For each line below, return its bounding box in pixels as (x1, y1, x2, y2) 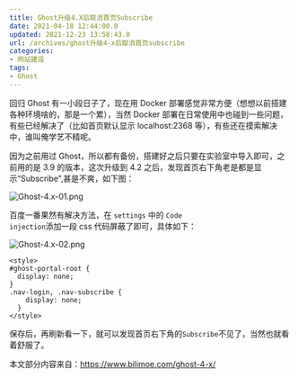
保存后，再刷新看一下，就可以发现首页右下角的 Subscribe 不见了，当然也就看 (9, 328, 290, 338)
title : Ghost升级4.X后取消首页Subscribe (9, 13, 153, 22)
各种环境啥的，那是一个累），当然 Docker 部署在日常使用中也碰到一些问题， (9, 109, 289, 120)
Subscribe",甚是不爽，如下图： (21, 173, 135, 184)
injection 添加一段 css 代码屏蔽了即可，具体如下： (9, 220, 197, 231)
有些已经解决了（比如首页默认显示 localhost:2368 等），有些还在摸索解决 (9, 120, 278, 130)
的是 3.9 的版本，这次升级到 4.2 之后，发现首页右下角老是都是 (24, 161, 254, 172)
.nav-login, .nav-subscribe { (9, 287, 123, 297)
